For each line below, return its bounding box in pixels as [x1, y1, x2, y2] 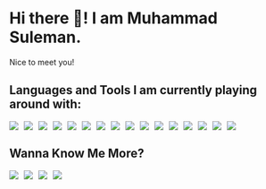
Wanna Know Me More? [9, 146, 145, 161]
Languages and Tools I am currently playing [9, 82, 257, 98]
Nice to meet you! [9, 56, 75, 67]
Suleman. [9, 27, 82, 47]
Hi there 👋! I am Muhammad [9, 8, 219, 29]
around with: [9, 97, 82, 112]
